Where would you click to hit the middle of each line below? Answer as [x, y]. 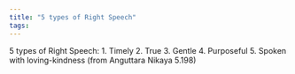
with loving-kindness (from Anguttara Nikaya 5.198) [103, 60]
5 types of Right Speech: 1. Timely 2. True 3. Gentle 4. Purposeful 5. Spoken [148, 50]
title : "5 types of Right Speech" [73, 17]
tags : [19, 26]
